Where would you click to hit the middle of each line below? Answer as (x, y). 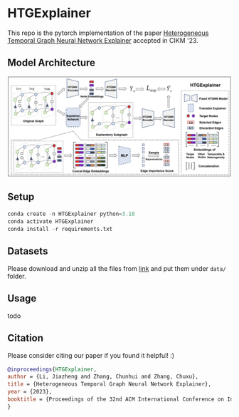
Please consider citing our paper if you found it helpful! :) (91, 355)
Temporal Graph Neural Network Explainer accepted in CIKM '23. (103, 40)
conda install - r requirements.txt (60, 230)
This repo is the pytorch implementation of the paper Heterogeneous (108, 33)
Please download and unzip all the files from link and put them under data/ (117, 268)
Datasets (28, 251)
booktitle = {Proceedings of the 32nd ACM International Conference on (116, 400)
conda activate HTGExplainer (51, 222)
